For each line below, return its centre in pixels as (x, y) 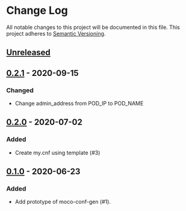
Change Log (37, 11)
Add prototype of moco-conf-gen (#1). (63, 202)
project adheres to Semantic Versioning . (56, 33)
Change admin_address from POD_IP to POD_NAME (79, 104)
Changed (20, 90)
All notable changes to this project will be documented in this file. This (93, 27)
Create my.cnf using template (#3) (57, 153)
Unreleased (29, 53)
